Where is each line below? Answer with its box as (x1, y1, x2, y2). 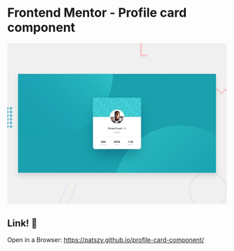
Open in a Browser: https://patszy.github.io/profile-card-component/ (7, 236, 204, 244)
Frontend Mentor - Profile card (7, 5, 187, 21)
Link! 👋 (7, 217, 38, 229)
